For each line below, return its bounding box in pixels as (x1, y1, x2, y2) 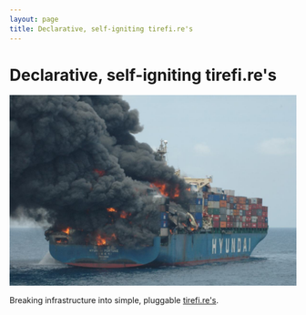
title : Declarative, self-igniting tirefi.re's (9, 24, 194, 34)
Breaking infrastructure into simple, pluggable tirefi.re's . (9, 295, 219, 306)
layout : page (9, 15, 59, 24)
